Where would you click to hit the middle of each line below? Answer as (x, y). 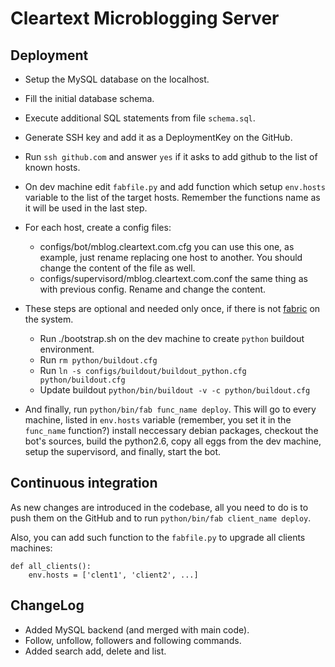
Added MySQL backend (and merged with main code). (137, 629)
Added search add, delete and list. (95, 651)
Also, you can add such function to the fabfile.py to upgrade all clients (158, 537)
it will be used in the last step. (86, 208)
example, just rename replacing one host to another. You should (171, 257)
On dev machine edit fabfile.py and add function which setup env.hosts (175, 186)
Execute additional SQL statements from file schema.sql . (140, 118)
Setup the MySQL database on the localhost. (117, 79)
